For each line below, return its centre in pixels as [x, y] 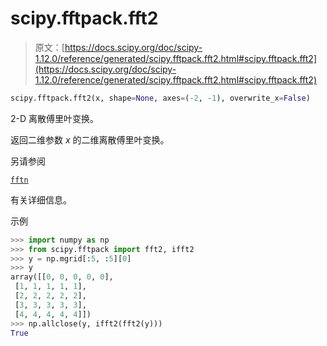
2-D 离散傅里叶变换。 [55, 118]
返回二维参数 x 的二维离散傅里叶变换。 [90, 139]
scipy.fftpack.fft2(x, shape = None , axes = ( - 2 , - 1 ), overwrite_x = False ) [160, 98]
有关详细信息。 [41, 199]
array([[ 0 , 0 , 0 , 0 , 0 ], [62, 277]
